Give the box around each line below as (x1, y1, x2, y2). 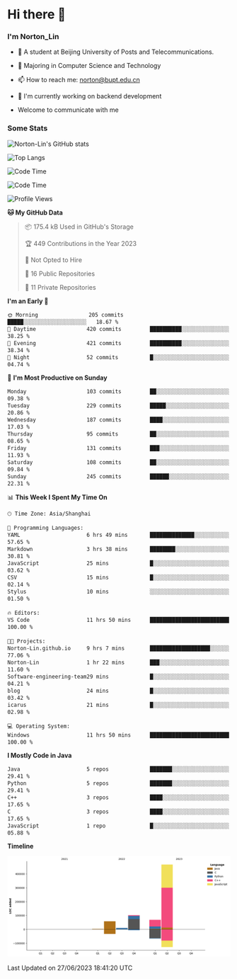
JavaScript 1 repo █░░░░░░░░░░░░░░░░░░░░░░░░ (7, 822, 230, 830)
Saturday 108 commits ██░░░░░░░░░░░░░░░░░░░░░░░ (7, 458, 230, 466)
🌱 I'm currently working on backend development (17, 92, 162, 101)
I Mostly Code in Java (7, 751, 72, 759)
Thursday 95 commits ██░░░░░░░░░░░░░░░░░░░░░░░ (7, 430, 230, 438)
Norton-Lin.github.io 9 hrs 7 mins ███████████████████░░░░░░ (7, 645, 230, 652)
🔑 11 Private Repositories (24, 283, 97, 291)
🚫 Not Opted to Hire (24, 255, 83, 264)
